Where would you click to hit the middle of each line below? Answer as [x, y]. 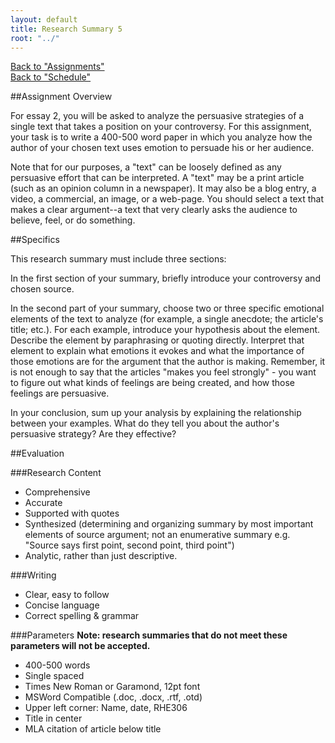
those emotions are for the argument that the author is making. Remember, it [168, 362]
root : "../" [35, 38]
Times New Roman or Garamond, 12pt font [112, 687]
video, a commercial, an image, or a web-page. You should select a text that [167, 199]
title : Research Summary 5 [66, 29]
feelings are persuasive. [60, 393]
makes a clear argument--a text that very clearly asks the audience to [154, 210]
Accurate [43, 503]
